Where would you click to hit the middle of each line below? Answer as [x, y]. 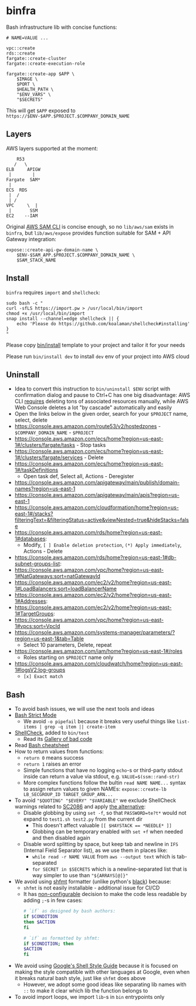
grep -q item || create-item [80, 727]
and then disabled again [61, 838]
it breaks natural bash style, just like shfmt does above [80, 978]
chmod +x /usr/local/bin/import [45, 313]
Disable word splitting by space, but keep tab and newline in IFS [101, 844]
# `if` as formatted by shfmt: [62, 938]
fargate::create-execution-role [45, 63]
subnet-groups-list [37, 564]
